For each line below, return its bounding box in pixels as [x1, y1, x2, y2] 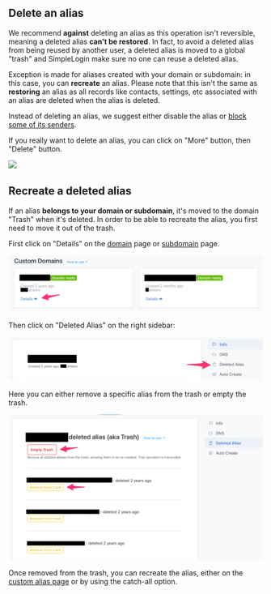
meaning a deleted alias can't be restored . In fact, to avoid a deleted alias [8, 36, 254, 46]
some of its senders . [8, 119, 77, 129]
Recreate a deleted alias [8, 184, 132, 198]
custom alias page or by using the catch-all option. [8, 576, 178, 586]
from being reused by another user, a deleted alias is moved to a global [8, 45, 245, 55]
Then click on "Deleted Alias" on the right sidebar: [8, 320, 176, 330]
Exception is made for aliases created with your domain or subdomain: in [8, 69, 251, 79]
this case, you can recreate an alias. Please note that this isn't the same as [8, 78, 258, 88]
